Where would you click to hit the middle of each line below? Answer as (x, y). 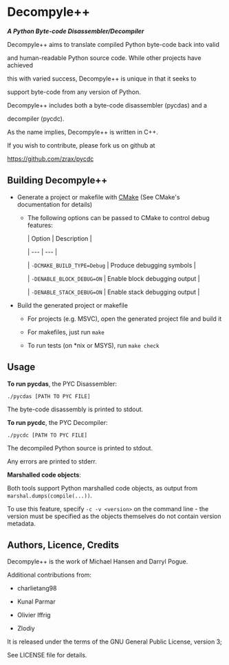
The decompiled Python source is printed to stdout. (80, 448)
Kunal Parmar (36, 602)
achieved (20, 65)
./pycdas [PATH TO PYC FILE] (49, 396)
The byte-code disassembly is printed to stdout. (75, 409)
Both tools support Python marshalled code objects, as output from (102, 488)
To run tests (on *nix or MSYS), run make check (93, 345)
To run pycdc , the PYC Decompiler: (57, 422)
